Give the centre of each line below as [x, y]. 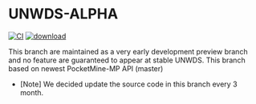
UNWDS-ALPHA [63, 14]
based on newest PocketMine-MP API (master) [86, 68]
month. [32, 92]
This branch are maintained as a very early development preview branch [128, 51]
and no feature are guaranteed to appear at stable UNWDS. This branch [127, 60]
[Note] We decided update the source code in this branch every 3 [129, 84]
